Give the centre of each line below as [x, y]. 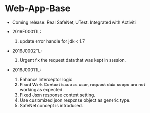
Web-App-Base [38, 9]
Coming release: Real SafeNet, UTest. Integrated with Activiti [74, 22]
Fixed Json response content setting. [57, 95]
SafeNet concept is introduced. [51, 105]
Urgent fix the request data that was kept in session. [73, 60]
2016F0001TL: [27, 31]
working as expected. [42, 89]
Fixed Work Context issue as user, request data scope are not [82, 85]
